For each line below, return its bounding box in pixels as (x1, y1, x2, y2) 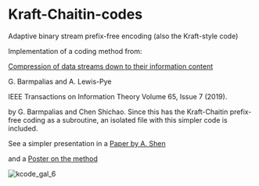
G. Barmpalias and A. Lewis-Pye (8, 77, 112, 86)
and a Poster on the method (8, 154, 98, 163)
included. (8, 123, 38, 133)
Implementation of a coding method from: (8, 46, 142, 55)
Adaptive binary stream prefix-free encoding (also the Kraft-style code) (8, 31, 239, 41)
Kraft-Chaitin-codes (8, 5, 143, 23)
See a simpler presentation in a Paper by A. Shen (8, 138, 166, 148)
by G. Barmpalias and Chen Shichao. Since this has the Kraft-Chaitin (8, 107, 228, 116)
